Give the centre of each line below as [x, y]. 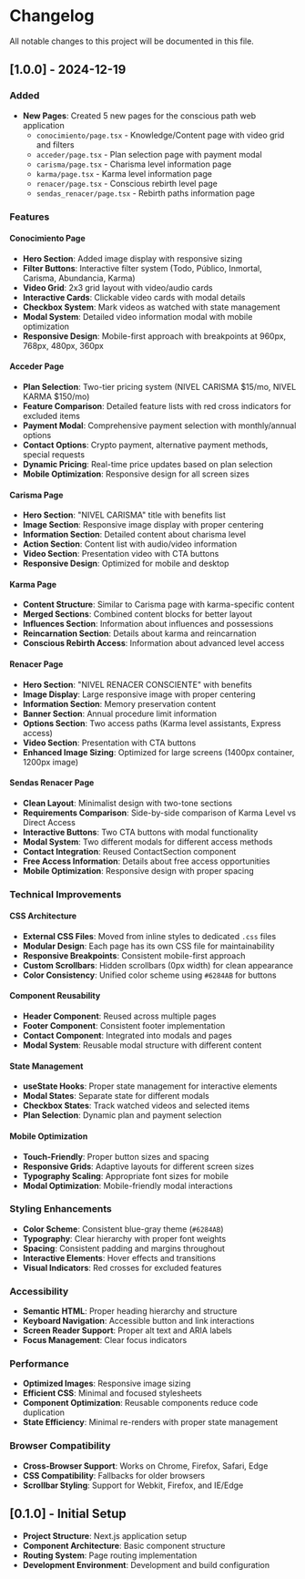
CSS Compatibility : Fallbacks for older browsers [114, 1475]
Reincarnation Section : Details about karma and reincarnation [139, 633]
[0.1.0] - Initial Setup [68, 1514]
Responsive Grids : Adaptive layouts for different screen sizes [138, 1166]
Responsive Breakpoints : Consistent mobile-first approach [134, 955]
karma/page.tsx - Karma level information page [124, 173]
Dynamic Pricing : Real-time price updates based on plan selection [147, 464]
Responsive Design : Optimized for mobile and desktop [126, 564]
